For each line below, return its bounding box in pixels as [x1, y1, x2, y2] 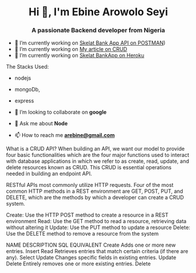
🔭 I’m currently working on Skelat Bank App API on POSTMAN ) [14, 39, 166, 46]
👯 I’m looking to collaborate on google [14, 108, 107, 116]
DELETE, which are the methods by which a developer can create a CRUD [6, 194, 184, 201]
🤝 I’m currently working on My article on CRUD [14, 46, 128, 53]
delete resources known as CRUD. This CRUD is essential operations [6, 164, 171, 171]
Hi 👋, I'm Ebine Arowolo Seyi [28, 5, 169, 19]
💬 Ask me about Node [14, 120, 68, 127]
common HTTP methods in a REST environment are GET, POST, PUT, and [6, 187, 183, 195]
